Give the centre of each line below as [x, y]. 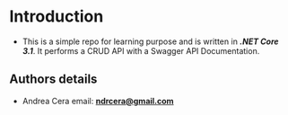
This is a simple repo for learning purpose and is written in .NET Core [151, 41]
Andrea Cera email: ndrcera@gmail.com [98, 101]
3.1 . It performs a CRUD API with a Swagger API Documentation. [141, 50]
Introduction [57, 17]
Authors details [53, 80]
